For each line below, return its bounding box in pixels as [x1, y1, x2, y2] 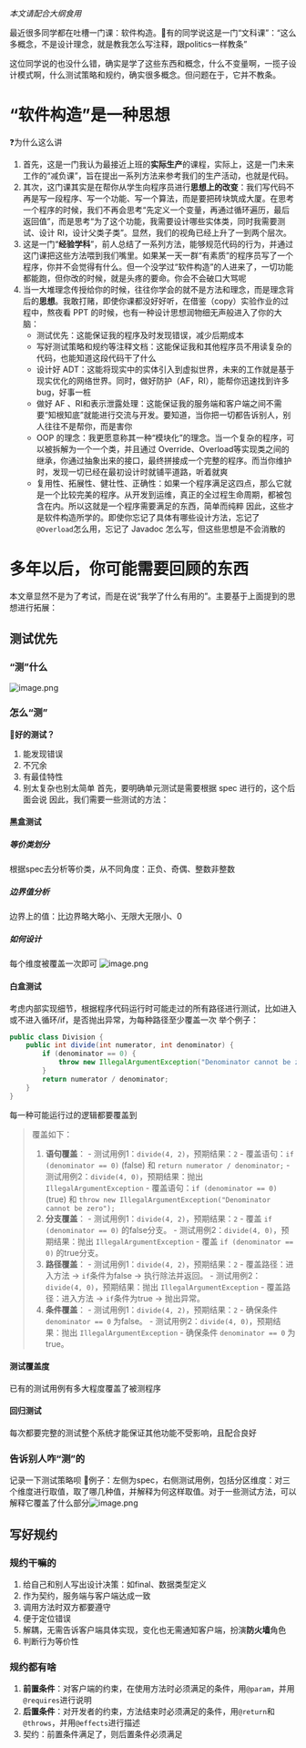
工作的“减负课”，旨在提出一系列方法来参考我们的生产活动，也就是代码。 [22, 170, 294, 180]
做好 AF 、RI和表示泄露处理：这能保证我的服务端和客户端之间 [36, 397, 267, 408]
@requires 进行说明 [22, 1694, 93, 1706]
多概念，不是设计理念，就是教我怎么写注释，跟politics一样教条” [9, 39, 248, 49]
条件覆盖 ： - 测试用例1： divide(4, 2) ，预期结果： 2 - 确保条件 [45, 1304, 279, 1315]
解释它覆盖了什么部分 [9, 1497, 89, 1508]
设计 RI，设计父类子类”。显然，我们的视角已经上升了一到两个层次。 [38, 227, 291, 238]
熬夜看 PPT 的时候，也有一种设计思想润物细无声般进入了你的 [46, 306, 275, 317]
